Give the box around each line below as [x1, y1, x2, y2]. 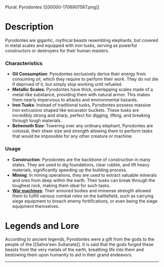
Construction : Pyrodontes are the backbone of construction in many [12, 156, 151, 163]
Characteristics [5, 60, 43, 66]
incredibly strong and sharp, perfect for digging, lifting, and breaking [12, 112, 150, 119]
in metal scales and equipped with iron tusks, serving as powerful [5, 42, 137, 48]
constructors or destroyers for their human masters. [5, 47, 110, 53]
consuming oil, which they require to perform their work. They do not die [12, 76, 159, 82]
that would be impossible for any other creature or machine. [12, 133, 133, 139]
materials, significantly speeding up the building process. [12, 167, 127, 173]
